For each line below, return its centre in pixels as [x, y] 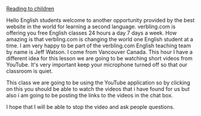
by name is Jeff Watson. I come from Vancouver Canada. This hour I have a [100, 52]
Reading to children [30, 9]
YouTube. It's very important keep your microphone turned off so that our [97, 65]
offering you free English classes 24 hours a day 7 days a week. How [91, 33]
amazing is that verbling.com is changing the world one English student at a [100, 39]
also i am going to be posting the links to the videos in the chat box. [90, 95]
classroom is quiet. [29, 71]
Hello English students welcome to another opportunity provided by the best [100, 20]
